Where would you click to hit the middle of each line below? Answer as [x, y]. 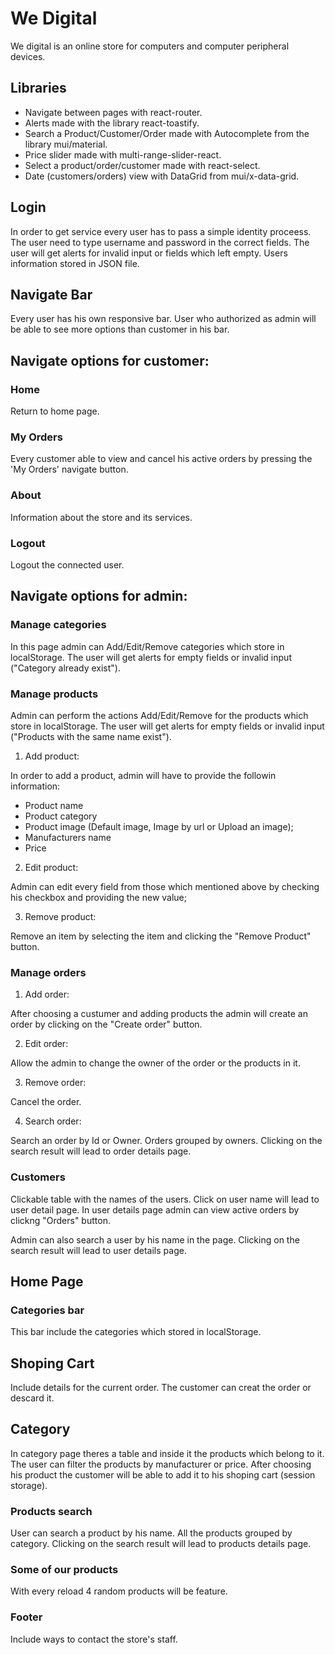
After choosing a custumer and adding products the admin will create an [159, 1014]
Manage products [54, 694]
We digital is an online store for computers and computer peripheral [150, 46]
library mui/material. [66, 144]
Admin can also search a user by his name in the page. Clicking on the [155, 1239]
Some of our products [64, 1570]
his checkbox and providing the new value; [98, 897]
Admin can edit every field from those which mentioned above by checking [165, 886]
